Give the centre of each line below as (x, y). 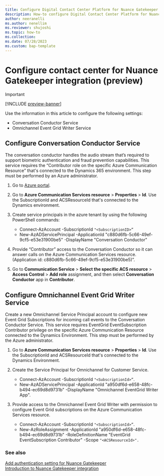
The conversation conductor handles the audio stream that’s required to (77, 155)
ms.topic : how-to (23, 32)
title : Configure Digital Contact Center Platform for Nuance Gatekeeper (82, 10)
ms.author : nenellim (26, 23)
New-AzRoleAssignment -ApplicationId (59, 429)
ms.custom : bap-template (30, 46)
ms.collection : (20, 37)
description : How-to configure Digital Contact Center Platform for (76, 14)
